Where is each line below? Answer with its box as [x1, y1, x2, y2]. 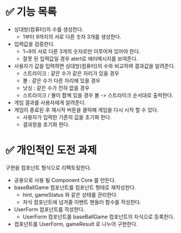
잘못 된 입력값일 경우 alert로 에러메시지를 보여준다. [22, 55, 138, 62]
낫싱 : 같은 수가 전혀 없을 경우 [22, 84, 90, 91]
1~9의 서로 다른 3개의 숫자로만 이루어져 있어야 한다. [22, 47, 141, 54]
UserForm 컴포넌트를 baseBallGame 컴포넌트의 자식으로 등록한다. [22, 213, 175, 220]
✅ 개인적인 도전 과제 [5, 144, 97, 157]
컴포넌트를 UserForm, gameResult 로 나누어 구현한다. [13, 220, 138, 227]
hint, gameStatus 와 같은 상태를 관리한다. [22, 191, 118, 198]
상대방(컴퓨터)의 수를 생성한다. [13, 26, 84, 33]
